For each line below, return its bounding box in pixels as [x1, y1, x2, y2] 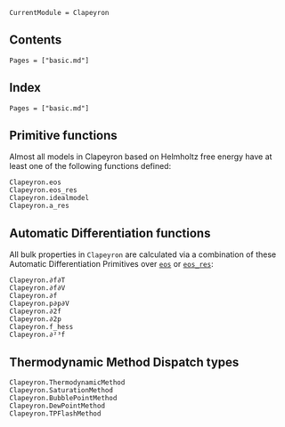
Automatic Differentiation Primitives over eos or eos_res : [9, 259, 214, 270]
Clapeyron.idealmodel [9, 194, 90, 203]
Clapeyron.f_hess [9, 323, 74, 332]
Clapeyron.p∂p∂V [9, 299, 69, 309]
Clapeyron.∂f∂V [9, 284, 66, 293]
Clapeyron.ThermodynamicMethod [9, 378, 126, 387]
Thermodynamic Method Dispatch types [9, 354, 240, 369]
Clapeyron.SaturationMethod [9, 386, 114, 395]
